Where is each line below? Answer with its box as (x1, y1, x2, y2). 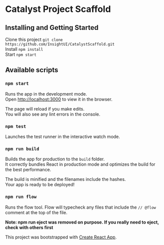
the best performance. (5, 167, 51, 173)
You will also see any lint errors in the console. (5, 111, 101, 117)
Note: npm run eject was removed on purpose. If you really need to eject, (5, 219, 160, 225)
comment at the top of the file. (5, 209, 68, 215)
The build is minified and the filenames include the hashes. (5, 176, 126, 182)
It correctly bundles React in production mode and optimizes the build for (5, 161, 156, 167)
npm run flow (5, 194, 37, 200)
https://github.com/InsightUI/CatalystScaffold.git (5, 42, 115, 47)
